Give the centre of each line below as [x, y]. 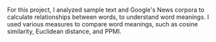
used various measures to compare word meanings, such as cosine [103, 24]
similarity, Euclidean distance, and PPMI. [64, 31]
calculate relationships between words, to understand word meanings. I [108, 17]
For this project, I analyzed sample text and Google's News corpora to [106, 10]
